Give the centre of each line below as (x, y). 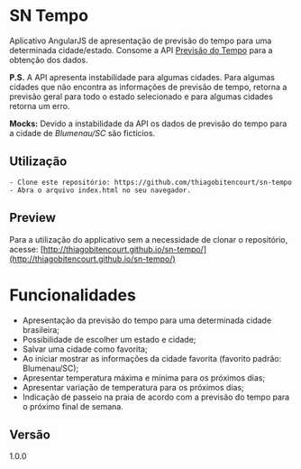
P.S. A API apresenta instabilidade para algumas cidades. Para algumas (142, 77)
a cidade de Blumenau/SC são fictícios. (82, 133)
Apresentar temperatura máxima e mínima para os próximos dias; (144, 377)
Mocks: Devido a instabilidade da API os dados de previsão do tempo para (148, 124)
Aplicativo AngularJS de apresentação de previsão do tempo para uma (141, 41)
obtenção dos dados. (49, 60)
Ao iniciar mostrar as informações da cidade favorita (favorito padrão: (152, 358)
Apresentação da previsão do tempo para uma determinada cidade (147, 320)
